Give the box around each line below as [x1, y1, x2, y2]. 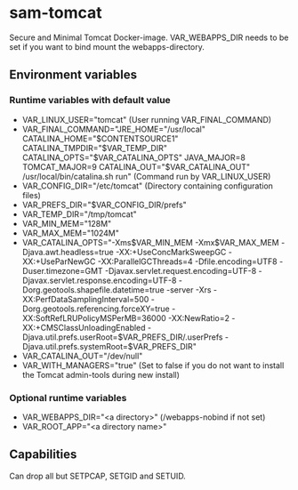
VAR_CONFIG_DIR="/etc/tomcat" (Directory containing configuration [21, 181, 274, 191]
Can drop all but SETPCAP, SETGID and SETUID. [9, 470, 187, 481]
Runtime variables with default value [9, 94, 171, 107]
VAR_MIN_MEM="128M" [21, 218, 112, 229]
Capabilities [9, 447, 77, 462]
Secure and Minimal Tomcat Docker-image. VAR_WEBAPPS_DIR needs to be [9, 32, 289, 43]
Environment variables [9, 68, 138, 83]
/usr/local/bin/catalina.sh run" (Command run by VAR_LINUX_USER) [21, 171, 271, 181]
